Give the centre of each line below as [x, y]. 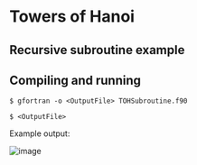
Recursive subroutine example [97, 50]
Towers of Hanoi [72, 17]
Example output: [40, 133]
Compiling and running [75, 80]
